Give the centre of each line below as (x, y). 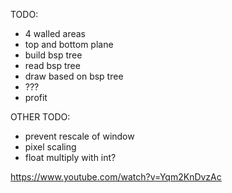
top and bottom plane (69, 44)
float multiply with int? (70, 157)
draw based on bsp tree (74, 76)
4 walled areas (55, 33)
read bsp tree (52, 65)
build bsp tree (53, 55)
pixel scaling (50, 147)
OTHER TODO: (40, 117)
